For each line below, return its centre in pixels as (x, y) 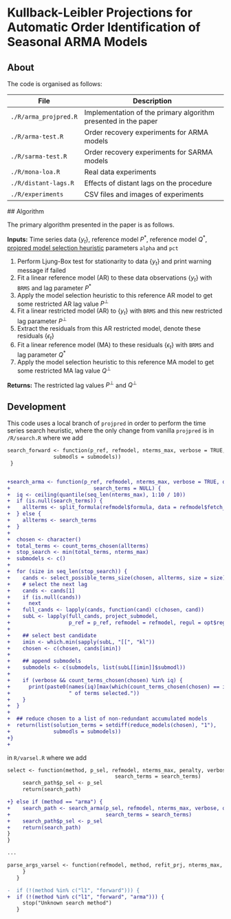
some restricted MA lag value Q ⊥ (64, 370)
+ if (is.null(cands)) (44, 597)
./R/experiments (37, 194)
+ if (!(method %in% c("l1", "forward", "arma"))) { (86, 897)
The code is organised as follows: (55, 84)
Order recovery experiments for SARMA (148, 152)
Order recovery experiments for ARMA (146, 132)
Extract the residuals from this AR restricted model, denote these (109, 328)
